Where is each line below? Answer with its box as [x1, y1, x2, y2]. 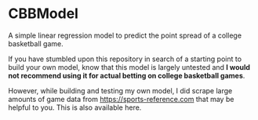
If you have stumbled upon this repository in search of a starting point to [8, 54, 242, 64]
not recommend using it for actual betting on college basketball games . [8, 71, 245, 80]
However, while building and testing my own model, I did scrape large [8, 85, 233, 95]
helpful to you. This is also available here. [8, 103, 142, 112]
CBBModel [8, 5, 78, 23]
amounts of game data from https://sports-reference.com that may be [8, 94, 234, 104]
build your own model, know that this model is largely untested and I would [8, 62, 251, 71]
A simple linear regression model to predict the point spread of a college [8, 31, 242, 40]
